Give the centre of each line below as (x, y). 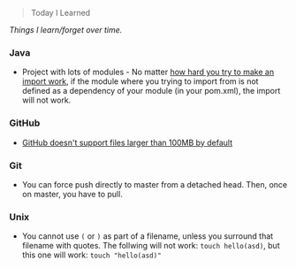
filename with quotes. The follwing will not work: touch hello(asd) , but (151, 246)
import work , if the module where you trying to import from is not (140, 81)
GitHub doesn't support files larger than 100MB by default (127, 142)
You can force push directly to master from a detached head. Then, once (155, 184)
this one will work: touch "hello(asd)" (91, 255)
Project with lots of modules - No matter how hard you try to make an (148, 72)
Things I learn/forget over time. (66, 30)
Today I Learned (61, 13)
